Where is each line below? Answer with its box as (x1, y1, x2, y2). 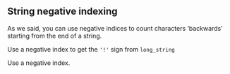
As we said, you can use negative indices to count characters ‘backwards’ (7, 24, 223, 32)
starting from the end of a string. (7, 31, 102, 40)
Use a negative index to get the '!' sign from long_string (7, 45, 175, 53)
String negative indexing (7, 6, 118, 17)
